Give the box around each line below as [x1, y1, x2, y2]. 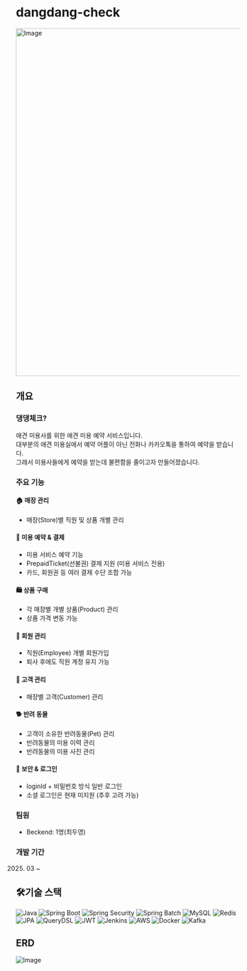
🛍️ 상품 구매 [16, 585, 48, 594]
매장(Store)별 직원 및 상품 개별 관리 [26, 515, 124, 524]
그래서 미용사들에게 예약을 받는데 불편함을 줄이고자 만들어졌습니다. [16, 457, 200, 466]
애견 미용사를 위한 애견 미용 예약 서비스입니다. [16, 431, 143, 440]
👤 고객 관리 [16, 675, 46, 684]
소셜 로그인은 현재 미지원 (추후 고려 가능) [26, 790, 139, 799]
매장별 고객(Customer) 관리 [26, 692, 104, 701]
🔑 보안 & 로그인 [16, 765, 57, 773]
